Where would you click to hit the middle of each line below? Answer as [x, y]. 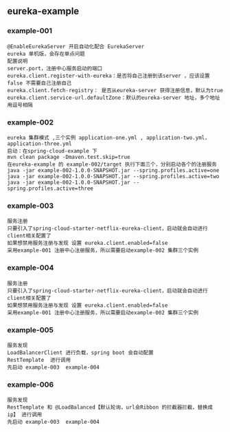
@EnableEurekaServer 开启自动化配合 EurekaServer [76, 46]
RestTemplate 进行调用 [39, 360]
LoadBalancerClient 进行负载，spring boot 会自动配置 [80, 353]
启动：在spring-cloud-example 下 [52, 151]
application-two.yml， [179, 138]
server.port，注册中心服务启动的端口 [55, 68]
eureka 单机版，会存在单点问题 [46, 54]
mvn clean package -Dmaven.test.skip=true [69, 157]
